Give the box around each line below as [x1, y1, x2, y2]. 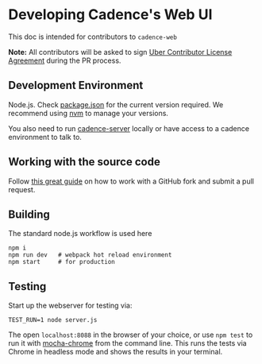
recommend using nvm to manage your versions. [8, 108, 169, 118]
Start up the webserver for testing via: [8, 300, 133, 311]
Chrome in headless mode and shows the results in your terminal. [8, 347, 223, 357]
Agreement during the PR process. [8, 56, 121, 65]
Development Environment [8, 79, 144, 92]
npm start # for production [8, 258, 115, 266]
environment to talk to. [8, 132, 82, 141]
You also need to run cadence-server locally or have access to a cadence [8, 123, 250, 133]
